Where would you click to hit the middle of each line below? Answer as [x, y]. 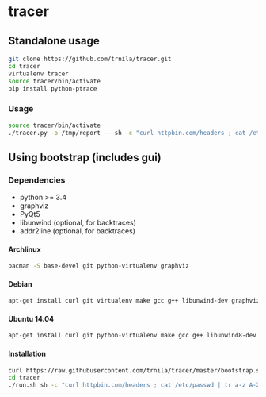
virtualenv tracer [38, 74]
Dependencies [37, 179]
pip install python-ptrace [53, 89]
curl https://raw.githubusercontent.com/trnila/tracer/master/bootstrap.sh [136, 370]
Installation [27, 353]
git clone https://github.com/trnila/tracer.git [90, 59]
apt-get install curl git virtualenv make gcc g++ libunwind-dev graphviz [134, 301]
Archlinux [25, 249]
